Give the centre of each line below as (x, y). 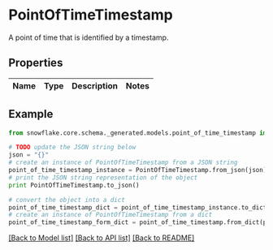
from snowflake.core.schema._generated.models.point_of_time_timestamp (132, 133)
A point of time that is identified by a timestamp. (89, 37)
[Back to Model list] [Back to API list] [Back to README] (102, 238)
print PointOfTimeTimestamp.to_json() (74, 185)
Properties (36, 63)
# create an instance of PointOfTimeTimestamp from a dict (110, 215)
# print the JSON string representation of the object (103, 177)
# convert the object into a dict (67, 200)
